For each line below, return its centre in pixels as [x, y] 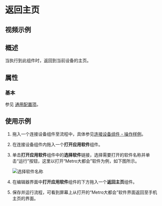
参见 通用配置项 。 [23, 104]
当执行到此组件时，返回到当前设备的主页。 [48, 61]
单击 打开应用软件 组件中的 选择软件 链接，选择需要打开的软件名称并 [79, 154]
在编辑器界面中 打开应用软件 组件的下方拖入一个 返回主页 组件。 [75, 181]
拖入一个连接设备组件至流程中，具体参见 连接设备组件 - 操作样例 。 [79, 134]
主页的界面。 [25, 198]
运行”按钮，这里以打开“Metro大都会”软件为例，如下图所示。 [79, 161]
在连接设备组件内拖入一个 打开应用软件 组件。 [57, 144]
